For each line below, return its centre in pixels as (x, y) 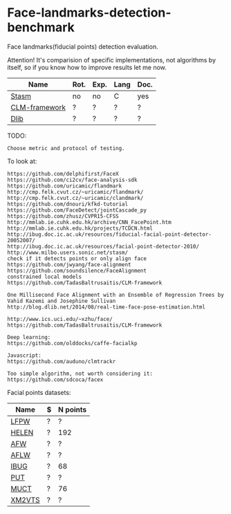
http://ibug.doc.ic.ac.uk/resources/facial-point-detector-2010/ (103, 246)
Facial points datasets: (39, 392)
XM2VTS (25, 499)
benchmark (41, 27)
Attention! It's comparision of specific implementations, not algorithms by (112, 59)
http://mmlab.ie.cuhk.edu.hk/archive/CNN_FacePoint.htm (89, 222)
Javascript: (24, 355)
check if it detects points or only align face (77, 258)
